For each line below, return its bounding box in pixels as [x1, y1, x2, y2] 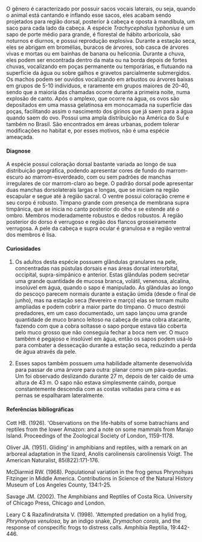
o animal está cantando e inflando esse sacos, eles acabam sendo [6, 11, 172, 19]
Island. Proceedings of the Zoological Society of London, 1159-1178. [6, 432, 174, 439]
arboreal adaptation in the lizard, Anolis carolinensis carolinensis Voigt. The [6, 450, 194, 458]
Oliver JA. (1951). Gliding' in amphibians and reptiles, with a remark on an [6, 444, 188, 451]
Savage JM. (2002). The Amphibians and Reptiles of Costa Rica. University [6, 493, 193, 500]
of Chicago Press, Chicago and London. [6, 499, 106, 506]
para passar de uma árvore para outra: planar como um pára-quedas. [14, 366, 188, 374]
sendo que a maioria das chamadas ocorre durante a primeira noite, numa [6, 89, 191, 95]
